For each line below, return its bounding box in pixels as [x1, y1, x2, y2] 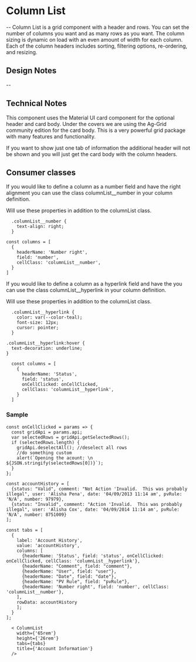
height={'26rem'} [16, 635, 59, 641]
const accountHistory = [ [6, 481, 69, 486]
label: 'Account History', [16, 537, 83, 543]
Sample [6, 411, 28, 419]
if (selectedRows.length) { [11, 439, 80, 445]
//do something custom [16, 449, 72, 456]
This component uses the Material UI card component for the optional [6, 114, 175, 121]
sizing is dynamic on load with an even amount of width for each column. [6, 36, 183, 43]
